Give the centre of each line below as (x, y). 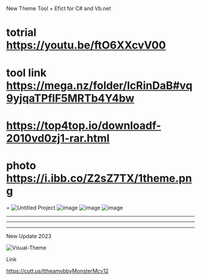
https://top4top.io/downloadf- (84, 125)
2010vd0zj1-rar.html (58, 138)
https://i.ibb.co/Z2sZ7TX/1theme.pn (99, 178)
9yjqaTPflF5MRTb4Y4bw (70, 98)
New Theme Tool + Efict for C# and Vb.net (59, 8)
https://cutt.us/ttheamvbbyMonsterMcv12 (57, 270)
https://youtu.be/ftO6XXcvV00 (86, 45)
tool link (26, 73)
